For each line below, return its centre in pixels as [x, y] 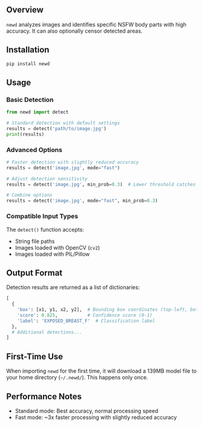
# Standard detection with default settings [63, 123]
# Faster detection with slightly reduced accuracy [72, 162]
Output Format [34, 273]
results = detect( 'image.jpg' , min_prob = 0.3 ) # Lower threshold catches [101, 184]
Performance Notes [44, 397]
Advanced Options [34, 150]
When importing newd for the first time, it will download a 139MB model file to [101, 371]
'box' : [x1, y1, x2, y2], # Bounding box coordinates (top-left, [102, 310]
